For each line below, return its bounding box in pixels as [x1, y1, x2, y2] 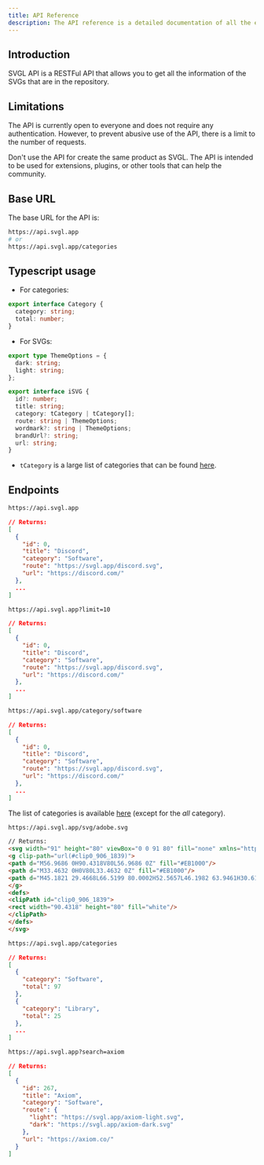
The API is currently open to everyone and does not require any [8, 121, 214, 130]
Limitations [8, 100, 64, 113]
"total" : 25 [22, 1012, 61, 1020]
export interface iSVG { [8, 388, 90, 396]
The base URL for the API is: [8, 213, 100, 222]
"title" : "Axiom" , [22, 1091, 82, 1100]
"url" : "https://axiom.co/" [22, 1135, 114, 1143]
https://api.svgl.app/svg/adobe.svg [8, 823, 128, 831]
